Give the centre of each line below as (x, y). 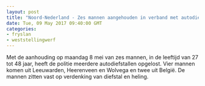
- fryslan (19, 35)
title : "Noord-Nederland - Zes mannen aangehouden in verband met (92, 18)
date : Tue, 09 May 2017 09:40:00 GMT (54, 23)
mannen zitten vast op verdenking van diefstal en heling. (77, 77)
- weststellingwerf (31, 40)
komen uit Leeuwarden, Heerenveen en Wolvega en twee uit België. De (95, 70)
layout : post (23, 12)
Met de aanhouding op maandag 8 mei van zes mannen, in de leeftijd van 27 (103, 57)
